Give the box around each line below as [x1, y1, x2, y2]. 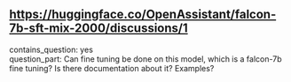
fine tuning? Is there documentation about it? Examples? [9, 63, 215, 73]
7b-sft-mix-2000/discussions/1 [9, 21, 188, 36]
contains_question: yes [9, 44, 93, 55]
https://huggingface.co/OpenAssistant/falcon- [9, 7, 277, 22]
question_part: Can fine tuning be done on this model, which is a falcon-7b [9, 53, 282, 64]
